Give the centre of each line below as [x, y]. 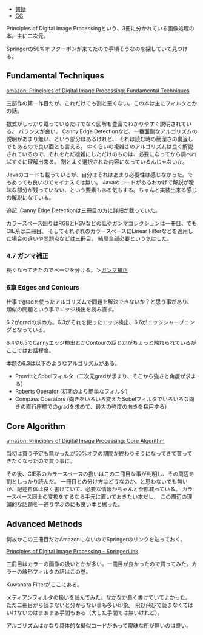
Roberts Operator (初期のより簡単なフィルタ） [73, 392]
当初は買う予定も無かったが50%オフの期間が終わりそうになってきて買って [99, 453]
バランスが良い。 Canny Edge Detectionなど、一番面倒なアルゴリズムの [108, 131]
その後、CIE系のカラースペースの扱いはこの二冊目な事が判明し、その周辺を [101, 474]
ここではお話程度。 [30, 350]
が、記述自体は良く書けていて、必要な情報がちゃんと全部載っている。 [93, 489]
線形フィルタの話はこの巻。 [57, 572]
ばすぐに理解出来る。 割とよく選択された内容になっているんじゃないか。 [97, 161]
